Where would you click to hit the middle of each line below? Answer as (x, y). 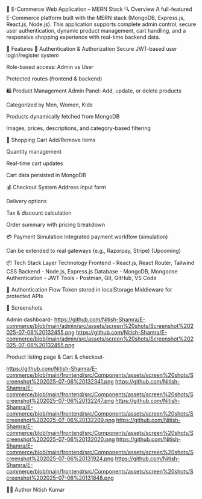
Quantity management (34, 152)
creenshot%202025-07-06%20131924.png (60, 458)
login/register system (33, 55)
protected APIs (25, 296)
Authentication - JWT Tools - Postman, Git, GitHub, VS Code (81, 278)
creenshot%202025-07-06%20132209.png (61, 420)
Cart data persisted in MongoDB (46, 175)
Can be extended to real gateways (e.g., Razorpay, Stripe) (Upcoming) (93, 251)
